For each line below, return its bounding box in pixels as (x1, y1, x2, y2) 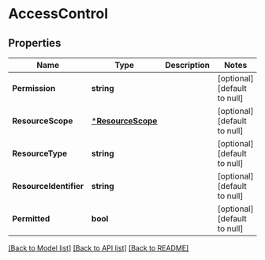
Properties (8, 36, 62, 50)
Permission (12, 83, 56, 93)
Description (165, 60, 211, 70)
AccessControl (8, 5, 109, 23)
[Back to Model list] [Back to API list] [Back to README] (8, 243, 189, 253)
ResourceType (12, 148, 68, 159)
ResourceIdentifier (12, 181, 84, 191)
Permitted (12, 213, 50, 224)
